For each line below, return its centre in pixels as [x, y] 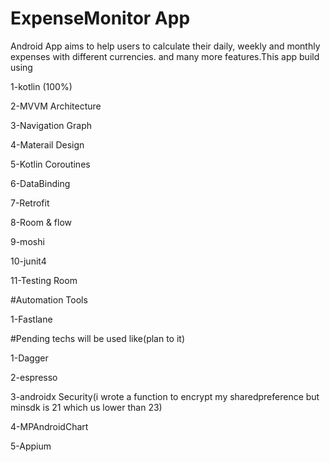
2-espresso [34, 377]
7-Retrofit [30, 203]
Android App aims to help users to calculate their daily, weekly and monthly [165, 46]
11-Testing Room [44, 280]
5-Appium [31, 446]
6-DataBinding [40, 183]
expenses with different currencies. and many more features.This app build [165, 56]
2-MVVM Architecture [56, 106]
